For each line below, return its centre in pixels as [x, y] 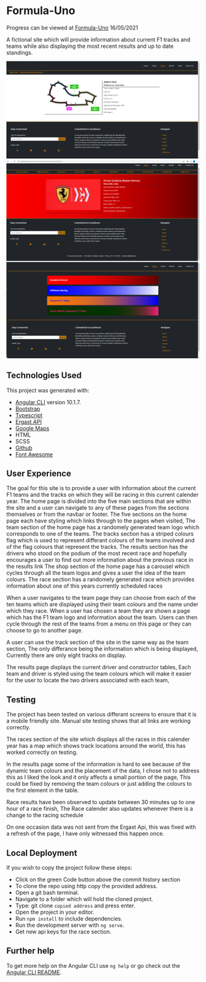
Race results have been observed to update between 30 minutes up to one [101, 802]
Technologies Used [44, 376]
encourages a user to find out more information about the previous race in [100, 560]
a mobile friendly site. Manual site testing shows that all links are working [99, 721]
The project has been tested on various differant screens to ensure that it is [101, 715]
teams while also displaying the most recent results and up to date [90, 46]
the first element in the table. [43, 790]
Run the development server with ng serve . [70, 925]
